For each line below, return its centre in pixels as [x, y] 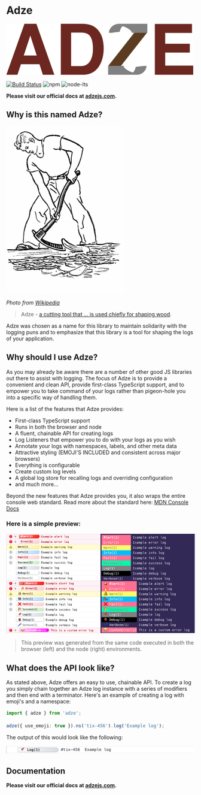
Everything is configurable [47, 465]
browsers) [28, 458]
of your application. [30, 338]
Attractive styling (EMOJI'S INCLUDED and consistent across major [98, 452]
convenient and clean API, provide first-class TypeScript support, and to [95, 385]
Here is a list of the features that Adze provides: [65, 409]
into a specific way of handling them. [52, 397]
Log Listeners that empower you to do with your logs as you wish [95, 439]
